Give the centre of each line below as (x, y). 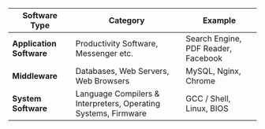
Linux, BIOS (207, 108)
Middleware (35, 76)
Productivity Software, (117, 44)
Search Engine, (214, 39)
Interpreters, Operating (118, 103)
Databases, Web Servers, (122, 71)
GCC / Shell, (208, 99)
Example (219, 20)
